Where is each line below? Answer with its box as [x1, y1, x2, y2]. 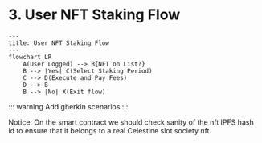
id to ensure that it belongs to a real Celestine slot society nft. [8, 125, 211, 135]
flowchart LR [8, 53, 52, 61]
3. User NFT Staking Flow [8, 6, 181, 24]
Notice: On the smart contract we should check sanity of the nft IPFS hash [8, 117, 255, 127]
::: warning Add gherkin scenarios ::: [8, 101, 129, 111]
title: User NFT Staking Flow [8, 38, 110, 47]
